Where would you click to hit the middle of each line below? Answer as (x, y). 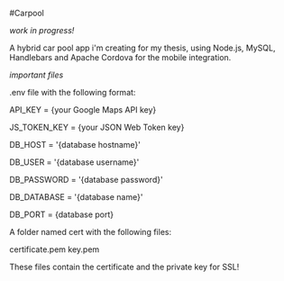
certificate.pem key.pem (55, 249)
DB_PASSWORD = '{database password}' (87, 180)
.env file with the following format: (73, 92)
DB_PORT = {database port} (62, 214)
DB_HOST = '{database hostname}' (75, 145)
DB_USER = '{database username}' (74, 162)
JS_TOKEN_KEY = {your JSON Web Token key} (97, 127)
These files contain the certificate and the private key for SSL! (124, 267)
